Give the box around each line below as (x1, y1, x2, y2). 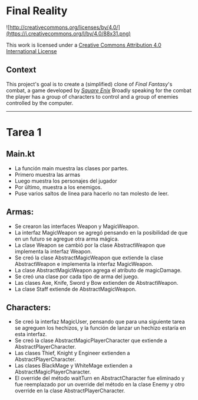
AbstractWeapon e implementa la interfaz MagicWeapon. (14, 260, 153, 267)
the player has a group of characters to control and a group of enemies (6, 93, 179, 100)
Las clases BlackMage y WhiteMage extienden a (14, 362, 133, 369)
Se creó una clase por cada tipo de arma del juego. (14, 273, 139, 280)
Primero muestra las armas (14, 171, 81, 178)
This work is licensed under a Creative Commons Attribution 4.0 (6, 41, 162, 48)
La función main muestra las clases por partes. (14, 164, 128, 172)
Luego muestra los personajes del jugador (14, 177, 118, 184)
